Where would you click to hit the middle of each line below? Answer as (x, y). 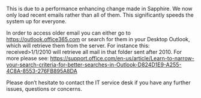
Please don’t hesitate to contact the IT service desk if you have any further (98, 82)
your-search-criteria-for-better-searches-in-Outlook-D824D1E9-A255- (94, 65)
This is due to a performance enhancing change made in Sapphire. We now (100, 9)
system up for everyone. (37, 21)
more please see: (28, 58)
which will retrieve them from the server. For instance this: (78, 45)
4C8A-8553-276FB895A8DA (42, 71)
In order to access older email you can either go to (68, 33)
